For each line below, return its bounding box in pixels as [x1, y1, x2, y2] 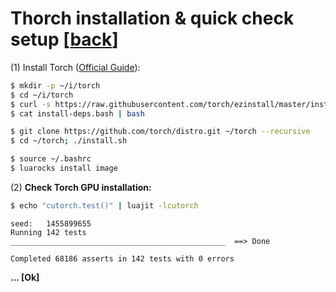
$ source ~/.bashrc [10, 154, 92, 164]
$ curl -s [10, 99, 52, 109]
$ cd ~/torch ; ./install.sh [10, 136, 128, 146]
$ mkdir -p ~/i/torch [10, 80, 101, 91]
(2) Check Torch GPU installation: [10, 181, 152, 193]
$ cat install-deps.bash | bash [10, 108, 145, 119]
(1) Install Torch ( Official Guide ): [10, 61, 141, 73]
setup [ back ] [10, 28, 119, 51]
